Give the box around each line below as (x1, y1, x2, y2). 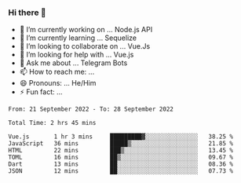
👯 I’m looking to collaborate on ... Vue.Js (19, 42, 151, 51)
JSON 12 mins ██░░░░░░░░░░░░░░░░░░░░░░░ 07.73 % (8, 167, 234, 175)
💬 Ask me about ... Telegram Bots (19, 58, 128, 68)
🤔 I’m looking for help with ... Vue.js (19, 50, 134, 60)
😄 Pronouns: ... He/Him (19, 79, 97, 88)
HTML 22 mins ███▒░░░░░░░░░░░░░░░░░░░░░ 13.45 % (8, 147, 234, 155)
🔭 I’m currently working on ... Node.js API (19, 25, 153, 35)
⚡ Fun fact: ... (19, 87, 63, 97)
